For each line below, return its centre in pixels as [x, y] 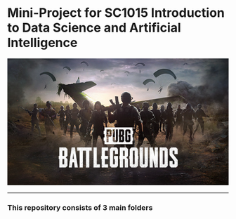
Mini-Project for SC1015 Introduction [116, 13]
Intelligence [42, 43]
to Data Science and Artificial [94, 28]
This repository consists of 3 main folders [80, 207]
